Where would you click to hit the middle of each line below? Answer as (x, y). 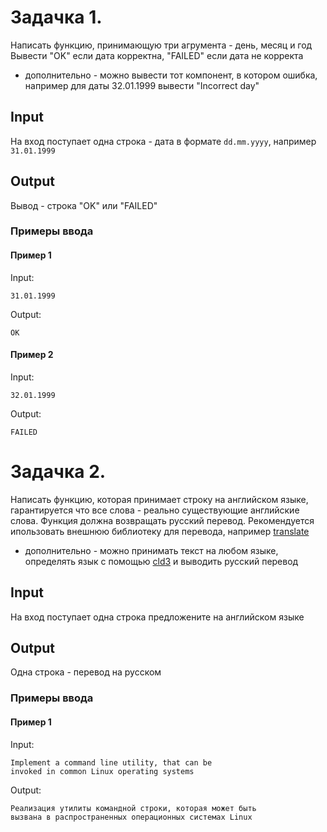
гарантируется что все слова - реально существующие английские (155, 510)
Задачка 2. (58, 472)
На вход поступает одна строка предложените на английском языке (157, 617)
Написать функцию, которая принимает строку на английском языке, (159, 499)
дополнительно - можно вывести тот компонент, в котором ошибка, (171, 75)
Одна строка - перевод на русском (86, 672)
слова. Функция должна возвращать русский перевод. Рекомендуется (162, 520)
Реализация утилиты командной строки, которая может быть (133, 808)
